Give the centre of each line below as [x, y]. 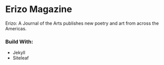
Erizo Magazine [39, 9]
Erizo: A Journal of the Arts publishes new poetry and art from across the [82, 23]
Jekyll [19, 53]
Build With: [19, 41]
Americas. [16, 28]
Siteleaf [21, 58]
